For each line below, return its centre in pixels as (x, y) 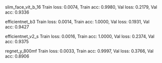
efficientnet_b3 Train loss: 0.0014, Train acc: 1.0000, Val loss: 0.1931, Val (77, 22)
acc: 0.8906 (17, 56)
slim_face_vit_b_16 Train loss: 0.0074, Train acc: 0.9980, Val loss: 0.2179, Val (81, 7)
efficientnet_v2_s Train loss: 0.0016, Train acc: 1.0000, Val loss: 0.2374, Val (80, 36)
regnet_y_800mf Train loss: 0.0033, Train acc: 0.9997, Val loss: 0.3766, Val (79, 51)
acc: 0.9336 (17, 12)
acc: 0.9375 (17, 42)
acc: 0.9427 (17, 27)
